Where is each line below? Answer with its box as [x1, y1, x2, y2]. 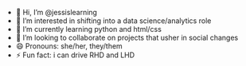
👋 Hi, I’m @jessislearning [15, 8, 98, 17]
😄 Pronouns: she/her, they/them [15, 41, 123, 51]
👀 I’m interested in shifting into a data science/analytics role [15, 16, 212, 25]
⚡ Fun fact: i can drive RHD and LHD [15, 50, 135, 60]
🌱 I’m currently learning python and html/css [15, 25, 162, 33]
